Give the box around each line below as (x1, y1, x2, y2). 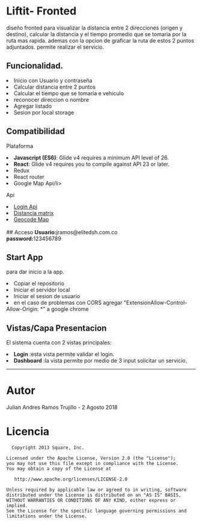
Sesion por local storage (14, 108, 74, 116)
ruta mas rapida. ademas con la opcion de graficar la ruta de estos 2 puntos (6, 37, 194, 44)
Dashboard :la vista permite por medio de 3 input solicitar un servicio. (14, 357, 188, 364)
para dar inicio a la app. (6, 268, 65, 275)
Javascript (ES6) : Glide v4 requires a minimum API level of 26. (14, 154, 170, 161)
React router (14, 173, 45, 180)
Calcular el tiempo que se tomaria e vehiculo (14, 89, 124, 97)
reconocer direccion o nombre (14, 96, 89, 103)
